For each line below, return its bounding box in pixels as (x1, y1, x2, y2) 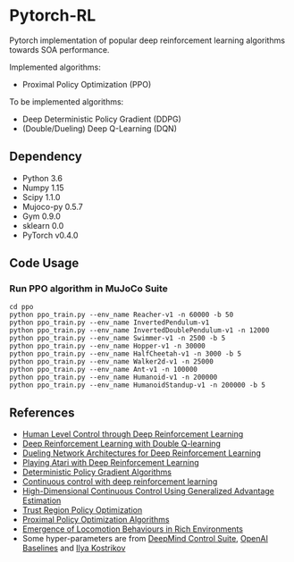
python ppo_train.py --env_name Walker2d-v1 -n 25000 (9, 357, 214, 366)
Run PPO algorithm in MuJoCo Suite (9, 282, 168, 295)
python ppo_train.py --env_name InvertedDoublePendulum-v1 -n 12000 (9, 326, 270, 335)
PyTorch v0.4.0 (21, 230, 79, 240)
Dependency (9, 149, 82, 164)
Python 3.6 (21, 172, 63, 183)
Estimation (21, 495, 62, 506)
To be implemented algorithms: (9, 96, 124, 107)
